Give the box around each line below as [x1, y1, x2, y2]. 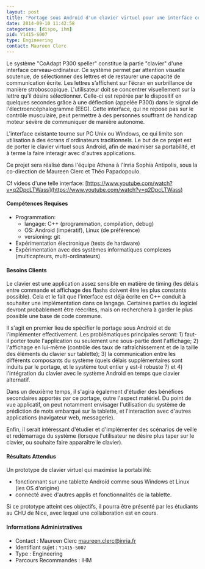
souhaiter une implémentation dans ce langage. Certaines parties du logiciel [6, 300, 198, 307]
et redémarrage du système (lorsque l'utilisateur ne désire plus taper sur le [6, 432, 195, 440]
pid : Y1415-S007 [6, 32, 48, 38]
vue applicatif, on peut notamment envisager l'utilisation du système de [6, 401, 186, 408]
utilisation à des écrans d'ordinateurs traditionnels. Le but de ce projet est [6, 136, 192, 143]
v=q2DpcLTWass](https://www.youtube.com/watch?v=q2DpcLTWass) [6, 186, 183, 193]
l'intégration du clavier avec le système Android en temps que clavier [6, 370, 180, 377]
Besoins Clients [6, 266, 47, 274]
